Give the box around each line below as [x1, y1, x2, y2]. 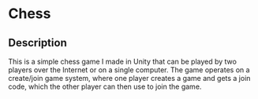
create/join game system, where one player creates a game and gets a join [8, 74, 251, 82]
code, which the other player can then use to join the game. [8, 82, 202, 91]
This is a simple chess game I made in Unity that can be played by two [8, 57, 237, 66]
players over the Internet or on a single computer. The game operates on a [8, 65, 250, 75]
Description [8, 36, 67, 49]
